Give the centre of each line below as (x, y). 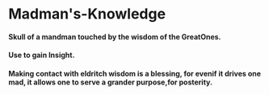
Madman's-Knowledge (87, 14)
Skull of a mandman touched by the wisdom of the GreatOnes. (115, 36)
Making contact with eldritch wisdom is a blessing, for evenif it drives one (134, 73)
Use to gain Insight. (42, 55)
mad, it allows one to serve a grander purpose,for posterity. (110, 82)
